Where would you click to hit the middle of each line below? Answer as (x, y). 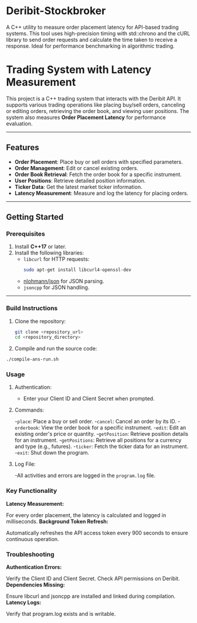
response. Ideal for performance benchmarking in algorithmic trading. (90, 46)
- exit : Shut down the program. (52, 453)
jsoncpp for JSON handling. (56, 287)
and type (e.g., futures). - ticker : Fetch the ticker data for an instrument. (101, 446)
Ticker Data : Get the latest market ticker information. (78, 187)
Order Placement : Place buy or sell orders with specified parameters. (99, 162)
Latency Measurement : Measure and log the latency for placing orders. (101, 193)
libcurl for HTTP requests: (56, 259)
